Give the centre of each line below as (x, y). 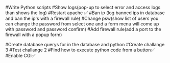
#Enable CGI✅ (20, 56)
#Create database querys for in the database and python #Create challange (85, 44)
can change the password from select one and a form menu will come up (82, 24)
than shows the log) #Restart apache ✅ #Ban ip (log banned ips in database (85, 13)
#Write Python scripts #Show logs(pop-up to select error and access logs (83, 7)
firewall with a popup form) (34, 35)
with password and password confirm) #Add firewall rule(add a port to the (83, 29)
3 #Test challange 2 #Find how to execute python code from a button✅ (80, 50)
